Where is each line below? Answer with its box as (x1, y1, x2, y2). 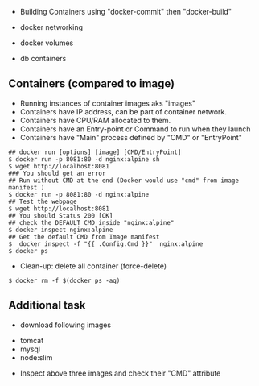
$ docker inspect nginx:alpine (8, 226, 113, 234)
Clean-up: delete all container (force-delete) (19, 261, 167, 271)
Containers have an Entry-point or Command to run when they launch (19, 124, 251, 134)
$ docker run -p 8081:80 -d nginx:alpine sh (8, 155, 160, 164)
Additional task (8, 298, 86, 313)
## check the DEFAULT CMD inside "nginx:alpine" (8, 218, 175, 226)
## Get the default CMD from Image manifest (8, 233, 160, 241)
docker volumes (19, 38, 74, 48)
